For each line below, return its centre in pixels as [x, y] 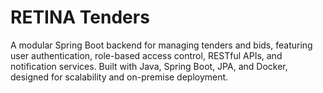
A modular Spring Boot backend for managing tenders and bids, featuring [161, 45]
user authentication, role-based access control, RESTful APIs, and [146, 55]
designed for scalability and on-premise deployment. [119, 77]
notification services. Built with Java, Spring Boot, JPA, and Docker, [149, 66]
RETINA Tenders [80, 17]
